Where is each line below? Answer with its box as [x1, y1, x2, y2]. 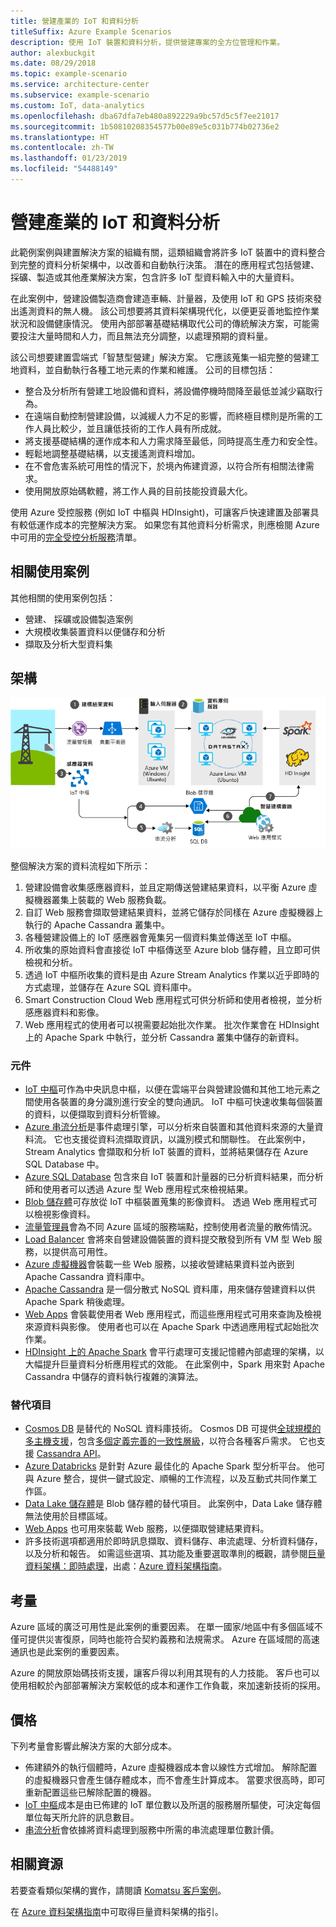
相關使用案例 [10, 563, 90, 580]
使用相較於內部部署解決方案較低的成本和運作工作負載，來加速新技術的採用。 [10, 1680, 326, 1692]
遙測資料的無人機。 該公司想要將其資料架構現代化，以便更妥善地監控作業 [18, 305, 320, 317]
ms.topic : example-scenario [10, 69, 128, 79]
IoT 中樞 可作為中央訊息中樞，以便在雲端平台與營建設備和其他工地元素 [24, 1083, 312, 1095]
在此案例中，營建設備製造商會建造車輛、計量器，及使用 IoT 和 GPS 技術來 [10, 292, 314, 304]
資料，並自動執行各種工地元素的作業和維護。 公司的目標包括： [18, 363, 276, 375]
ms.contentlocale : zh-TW [10, 143, 114, 153]
